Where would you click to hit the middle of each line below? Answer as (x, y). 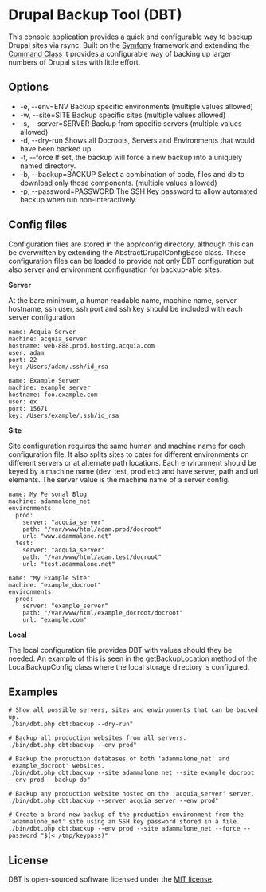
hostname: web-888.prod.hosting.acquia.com (82, 346)
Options (29, 87)
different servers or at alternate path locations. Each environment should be (133, 462)
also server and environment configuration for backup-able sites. (115, 269)
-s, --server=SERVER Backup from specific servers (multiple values (131, 123)
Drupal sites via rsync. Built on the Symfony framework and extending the (129, 45)
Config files (38, 225)
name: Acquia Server (43, 332)
